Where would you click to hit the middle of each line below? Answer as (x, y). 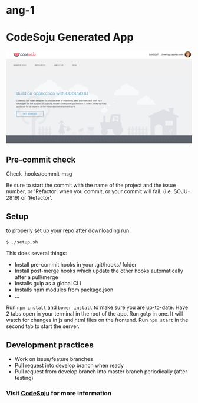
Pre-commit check (41, 160)
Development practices (50, 345)
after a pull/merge (36, 277)
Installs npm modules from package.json (64, 290)
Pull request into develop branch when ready (69, 365)
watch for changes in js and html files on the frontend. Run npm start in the (97, 320)
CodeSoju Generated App (70, 38)
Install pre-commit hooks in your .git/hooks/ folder (75, 265)
